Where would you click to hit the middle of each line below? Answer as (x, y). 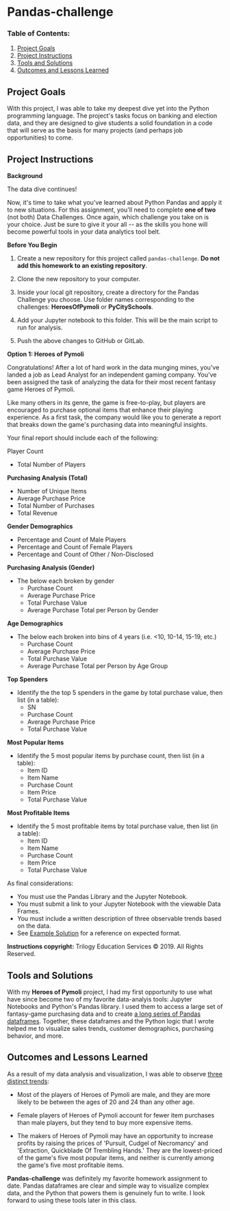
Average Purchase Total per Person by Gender (93, 610)
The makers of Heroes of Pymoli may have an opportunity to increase (115, 1135)
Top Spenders (27, 679)
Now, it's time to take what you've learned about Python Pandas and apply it (115, 203)
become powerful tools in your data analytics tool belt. (84, 232)
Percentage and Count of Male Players (72, 540)
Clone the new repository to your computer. (78, 279)
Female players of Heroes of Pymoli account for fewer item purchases (116, 1115)
